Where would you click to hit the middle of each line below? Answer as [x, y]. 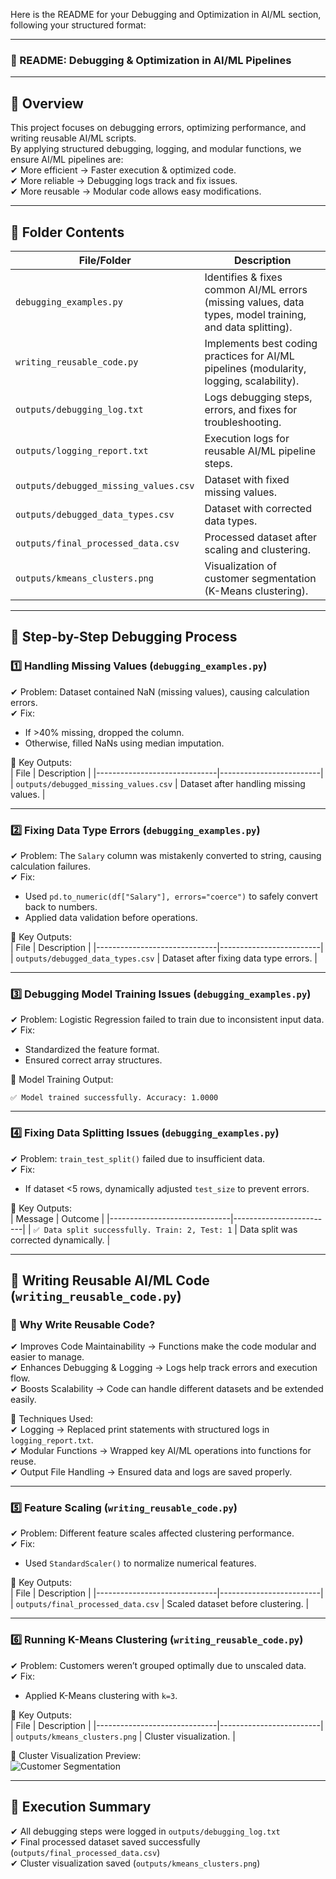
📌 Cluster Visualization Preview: [76, 1755]
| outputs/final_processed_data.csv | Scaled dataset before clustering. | [160, 1604]
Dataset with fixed [247, 479]
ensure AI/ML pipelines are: [67, 160]
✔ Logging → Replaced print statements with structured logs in [140, 1430]
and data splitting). [248, 327]
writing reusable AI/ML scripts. [73, 138]
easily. [23, 1400]
